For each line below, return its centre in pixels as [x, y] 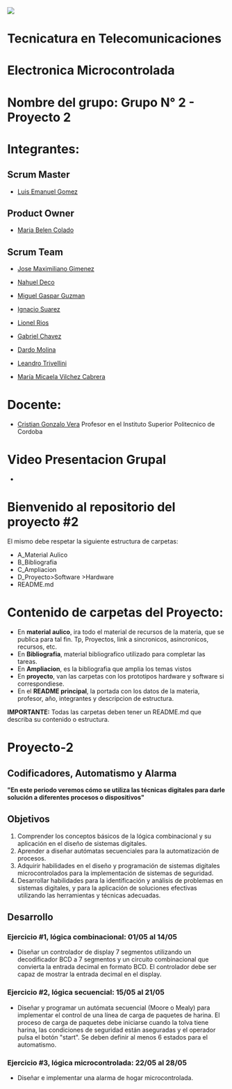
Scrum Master [39, 175]
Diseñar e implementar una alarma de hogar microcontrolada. [105, 1078]
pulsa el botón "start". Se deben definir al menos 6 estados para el [113, 1037]
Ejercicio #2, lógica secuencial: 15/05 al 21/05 [86, 992]
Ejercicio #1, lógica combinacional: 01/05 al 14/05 [92, 937]
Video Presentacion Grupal [87, 460]
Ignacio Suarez [39, 309]
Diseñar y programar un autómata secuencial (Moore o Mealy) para [114, 1007]
